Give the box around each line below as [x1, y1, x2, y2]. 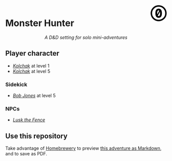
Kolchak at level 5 [12, 68, 51, 74]
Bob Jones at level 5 [12, 93, 56, 99]
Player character [5, 49, 60, 58]
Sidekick [5, 81, 28, 88]
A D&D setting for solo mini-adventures [44, 34, 128, 40]
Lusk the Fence [12, 117, 45, 123]
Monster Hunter [5, 17, 74, 29]
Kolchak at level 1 [12, 62, 50, 68]
